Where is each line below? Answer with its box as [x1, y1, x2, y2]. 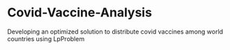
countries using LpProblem [7, 34, 85, 42]
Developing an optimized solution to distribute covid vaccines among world [7, 27, 224, 36]
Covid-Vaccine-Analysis [7, 5, 152, 21]
